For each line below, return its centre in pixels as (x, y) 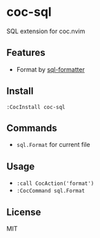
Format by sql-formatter (51, 69)
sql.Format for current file (53, 145)
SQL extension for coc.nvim (46, 31)
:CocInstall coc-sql (36, 107)
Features (26, 53)
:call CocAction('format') (55, 184)
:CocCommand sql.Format (51, 191)
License (24, 212)
